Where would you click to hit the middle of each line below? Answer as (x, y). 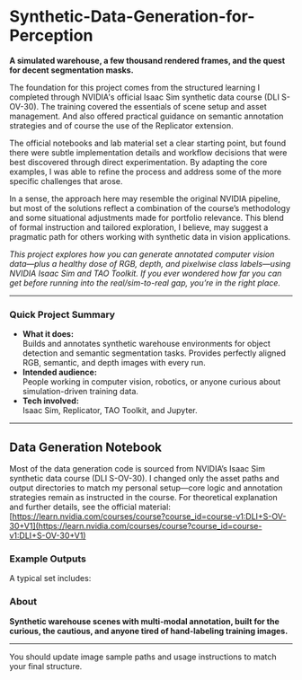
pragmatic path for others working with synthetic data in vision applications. (150, 236)
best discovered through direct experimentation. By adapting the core (138, 162)
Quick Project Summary (62, 314)
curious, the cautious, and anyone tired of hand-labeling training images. (149, 631)
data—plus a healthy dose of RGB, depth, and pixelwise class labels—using (150, 263)
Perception (51, 35)
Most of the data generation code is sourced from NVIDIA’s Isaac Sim (137, 469)
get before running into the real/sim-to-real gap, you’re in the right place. (145, 283)
